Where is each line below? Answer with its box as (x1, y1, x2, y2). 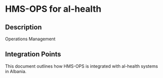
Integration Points (5, 50, 62, 58)
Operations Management (5, 36, 56, 42)
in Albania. (5, 68, 27, 74)
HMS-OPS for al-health (5, 3, 102, 15)
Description (5, 23, 42, 31)
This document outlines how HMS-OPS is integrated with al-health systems (5, 63, 159, 69)
